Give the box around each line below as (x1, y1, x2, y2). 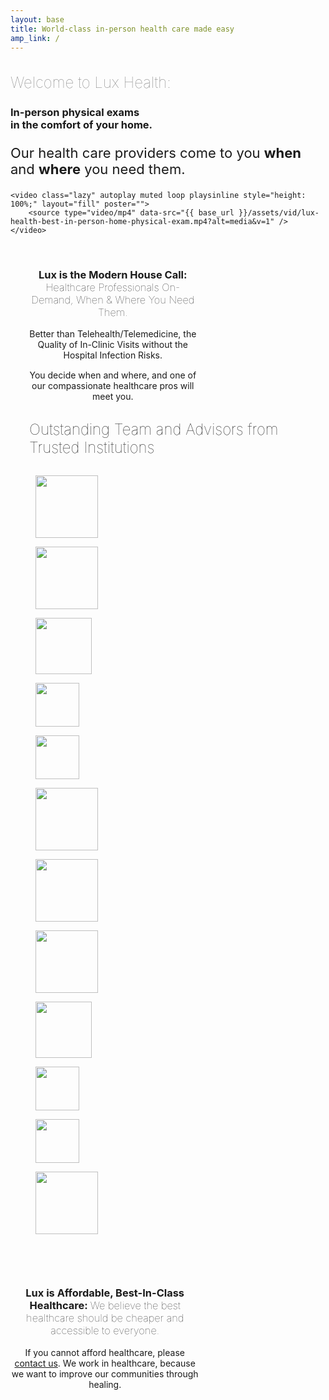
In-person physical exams (10, 105, 140, 119)
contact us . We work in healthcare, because (14, 1357, 196, 1369)
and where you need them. (10, 160, 186, 178)
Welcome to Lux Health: (10, 72, 172, 92)
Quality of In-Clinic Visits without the (37, 339, 188, 351)
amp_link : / (10, 33, 60, 43)
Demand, (31, 292, 74, 306)
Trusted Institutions (29, 438, 155, 458)
